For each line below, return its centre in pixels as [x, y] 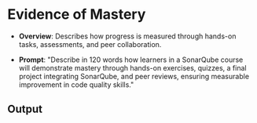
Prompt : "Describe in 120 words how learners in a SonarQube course [131, 60]
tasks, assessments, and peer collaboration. [90, 44]
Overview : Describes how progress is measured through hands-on [127, 36]
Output [25, 109]
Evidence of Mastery [77, 14]
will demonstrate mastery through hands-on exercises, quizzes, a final [132, 67]
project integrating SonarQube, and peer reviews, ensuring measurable [134, 76]
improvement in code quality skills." [76, 85]
